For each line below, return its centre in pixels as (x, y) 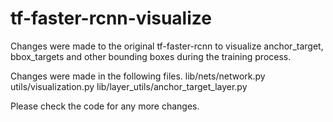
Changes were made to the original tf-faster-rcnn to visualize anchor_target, (167, 46)
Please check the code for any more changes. (105, 106)
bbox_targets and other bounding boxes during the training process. (151, 56)
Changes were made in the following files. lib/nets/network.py (138, 76)
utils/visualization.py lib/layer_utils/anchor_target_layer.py (129, 86)
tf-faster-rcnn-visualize (111, 18)
